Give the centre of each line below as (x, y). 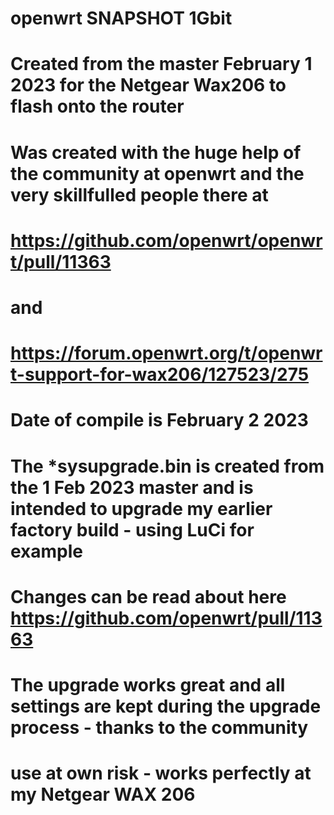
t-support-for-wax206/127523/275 (160, 374)
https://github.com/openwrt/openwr (166, 240)
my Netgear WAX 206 (103, 794)
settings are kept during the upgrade (166, 706)
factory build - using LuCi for (132, 529)
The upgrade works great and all (148, 684)
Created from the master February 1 (161, 64)
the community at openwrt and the (157, 173)
